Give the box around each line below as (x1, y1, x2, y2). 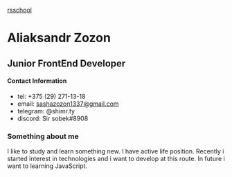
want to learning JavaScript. (7, 162, 88, 170)
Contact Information (7, 77, 67, 85)
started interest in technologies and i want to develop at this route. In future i (7, 155, 225, 163)
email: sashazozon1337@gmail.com (17, 100, 119, 108)
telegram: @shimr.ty (17, 106, 75, 115)
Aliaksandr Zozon (7, 30, 111, 46)
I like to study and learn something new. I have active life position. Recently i (7, 147, 224, 156)
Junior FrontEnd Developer (7, 57, 126, 69)
